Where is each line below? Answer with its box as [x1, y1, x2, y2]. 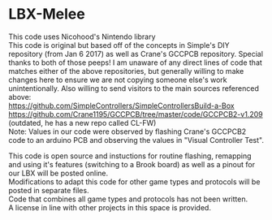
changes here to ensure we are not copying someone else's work [8, 75, 227, 84]
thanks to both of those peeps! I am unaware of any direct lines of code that [8, 58, 262, 67]
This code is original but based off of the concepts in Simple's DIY [8, 40, 230, 50]
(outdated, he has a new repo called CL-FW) [8, 118, 157, 127]
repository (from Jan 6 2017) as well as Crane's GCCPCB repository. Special [8, 49, 264, 58]
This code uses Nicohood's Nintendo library [8, 32, 156, 41]
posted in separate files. [8, 185, 89, 195]
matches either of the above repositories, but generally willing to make [8, 66, 244, 75]
